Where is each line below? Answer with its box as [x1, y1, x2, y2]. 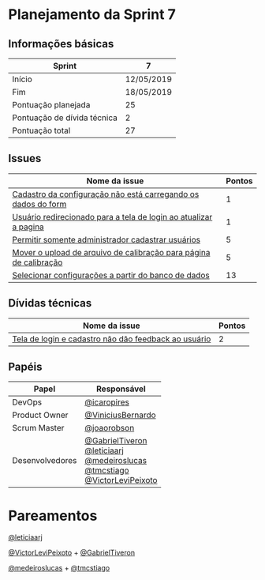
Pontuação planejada [12, 100, 91, 110]
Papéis [8, 360, 43, 374]
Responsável [95, 383, 146, 394]
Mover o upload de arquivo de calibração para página [12, 247, 211, 258]
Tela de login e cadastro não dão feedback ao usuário [12, 333, 211, 345]
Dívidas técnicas [8, 296, 92, 310]
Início [12, 73, 33, 85]
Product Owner [12, 409, 69, 420]
